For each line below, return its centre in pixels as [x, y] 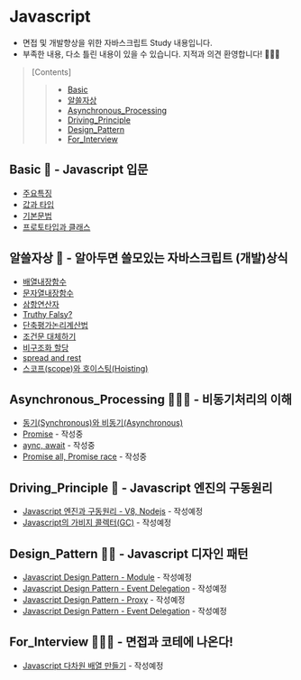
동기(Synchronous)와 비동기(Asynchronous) [102, 423]
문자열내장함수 [48, 293]
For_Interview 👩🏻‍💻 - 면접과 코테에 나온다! [122, 642]
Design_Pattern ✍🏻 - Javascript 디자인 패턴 [129, 553]
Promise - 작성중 [53, 434]
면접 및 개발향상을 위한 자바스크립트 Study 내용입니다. [118, 42]
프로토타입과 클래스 [56, 226]
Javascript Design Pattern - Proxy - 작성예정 [104, 600]
